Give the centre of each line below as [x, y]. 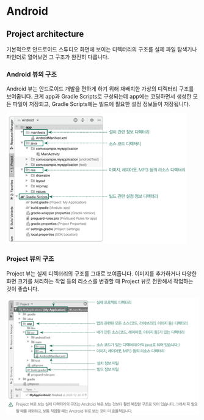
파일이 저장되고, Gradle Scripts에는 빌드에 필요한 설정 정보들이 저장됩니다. [101, 104]
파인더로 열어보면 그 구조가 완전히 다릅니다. [58, 57]
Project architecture [45, 34]
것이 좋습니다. [23, 288]
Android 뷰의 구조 [31, 74]
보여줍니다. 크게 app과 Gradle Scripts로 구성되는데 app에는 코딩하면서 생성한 [99, 97]
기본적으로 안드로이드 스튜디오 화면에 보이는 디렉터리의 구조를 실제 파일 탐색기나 [102, 49]
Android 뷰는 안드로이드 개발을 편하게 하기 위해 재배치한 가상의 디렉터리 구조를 [100, 89]
